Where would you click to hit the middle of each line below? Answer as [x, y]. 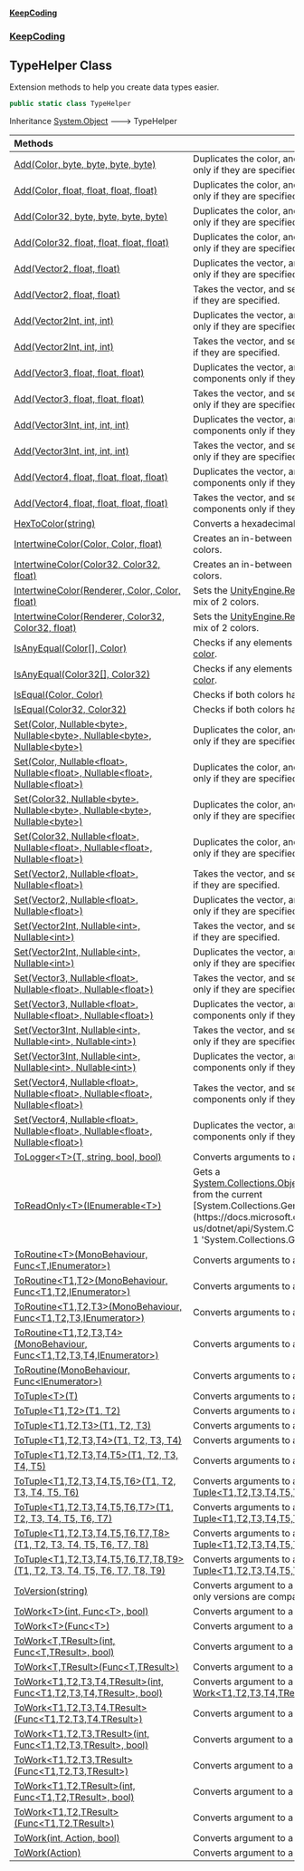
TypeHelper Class [61, 65]
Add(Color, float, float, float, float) [86, 190]
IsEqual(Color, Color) [59, 695]
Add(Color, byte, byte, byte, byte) [85, 165]
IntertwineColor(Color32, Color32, [87, 565]
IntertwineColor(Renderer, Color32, [90, 616]
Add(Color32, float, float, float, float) [92, 243]
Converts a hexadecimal [244, 524]
